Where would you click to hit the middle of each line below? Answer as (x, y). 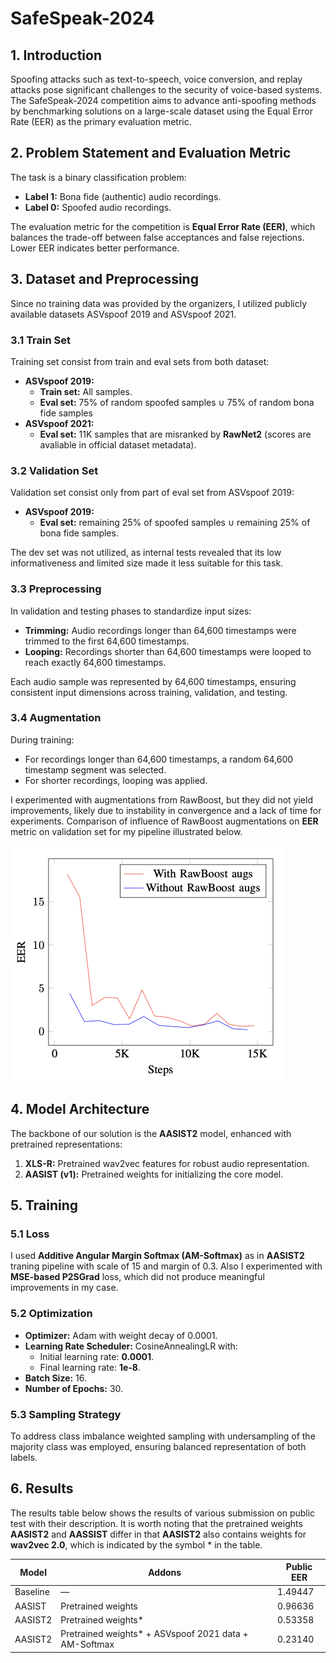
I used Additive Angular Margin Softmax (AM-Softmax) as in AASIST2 (157, 1256)
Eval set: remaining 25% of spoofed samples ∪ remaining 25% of (175, 523)
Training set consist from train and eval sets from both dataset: (140, 361)
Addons (165, 1572)
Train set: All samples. (86, 391)
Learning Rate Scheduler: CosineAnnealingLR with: (131, 1346)
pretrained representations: (66, 1144)
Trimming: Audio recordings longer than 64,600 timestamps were (160, 630)
